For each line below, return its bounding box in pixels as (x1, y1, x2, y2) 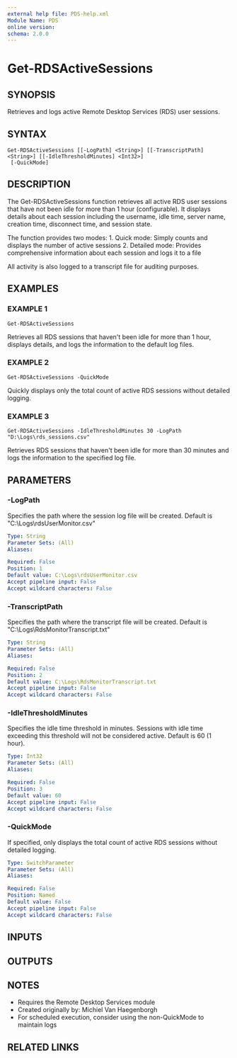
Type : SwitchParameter (7, 859, 74, 866)
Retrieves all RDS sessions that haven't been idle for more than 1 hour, (7, 332, 212, 341)
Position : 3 (7, 785, 42, 792)
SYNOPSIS (7, 89, 56, 101)
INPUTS (7, 931, 42, 943)
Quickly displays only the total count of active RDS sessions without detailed (7, 386, 230, 394)
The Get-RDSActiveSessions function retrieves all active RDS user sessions (7, 197, 228, 205)
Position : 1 (7, 565, 42, 572)
